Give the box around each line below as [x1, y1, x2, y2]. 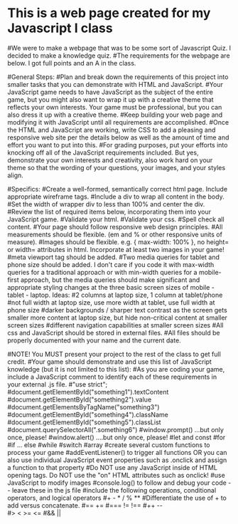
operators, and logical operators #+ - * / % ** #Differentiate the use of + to [7, 493, 227, 502]
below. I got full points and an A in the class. [7, 58, 136, 67]
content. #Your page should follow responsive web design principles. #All [7, 222, 223, 231]
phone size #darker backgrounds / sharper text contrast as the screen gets [7, 305, 227, 314]
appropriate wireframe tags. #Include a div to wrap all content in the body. [7, 192, 225, 201]
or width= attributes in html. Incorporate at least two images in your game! [7, 245, 225, 253]
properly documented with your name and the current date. [7, 336, 181, 345]
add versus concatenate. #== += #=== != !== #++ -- [7, 501, 163, 510]
